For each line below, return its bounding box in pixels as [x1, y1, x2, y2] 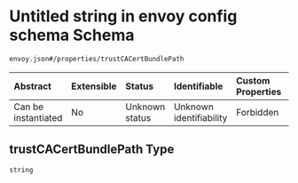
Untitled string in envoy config [9, 6, 238, 27]
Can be [13, 100, 44, 113]
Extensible [70, 80, 117, 92]
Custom [236, 74, 271, 86]
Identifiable [173, 80, 223, 92]
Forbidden [236, 106, 279, 118]
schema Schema [9, 25, 135, 45]
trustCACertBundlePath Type [9, 142, 175, 157]
